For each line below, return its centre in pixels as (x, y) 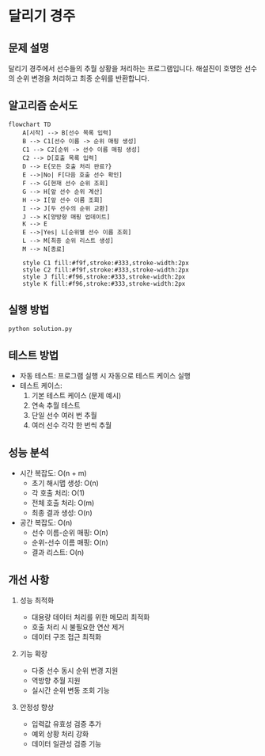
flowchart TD (30, 124)
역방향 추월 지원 (56, 680)
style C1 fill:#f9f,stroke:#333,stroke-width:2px (106, 263)
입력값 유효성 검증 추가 (66, 724)
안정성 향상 (37, 707)
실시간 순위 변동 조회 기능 (71, 690)
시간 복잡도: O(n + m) (53, 473)
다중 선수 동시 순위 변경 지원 (75, 671)
